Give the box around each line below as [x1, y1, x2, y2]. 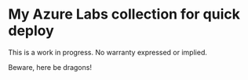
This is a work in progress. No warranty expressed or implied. [8, 47, 208, 57]
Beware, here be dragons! [8, 62, 93, 71]
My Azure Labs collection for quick [8, 5, 241, 23]
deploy [8, 22, 55, 40]
